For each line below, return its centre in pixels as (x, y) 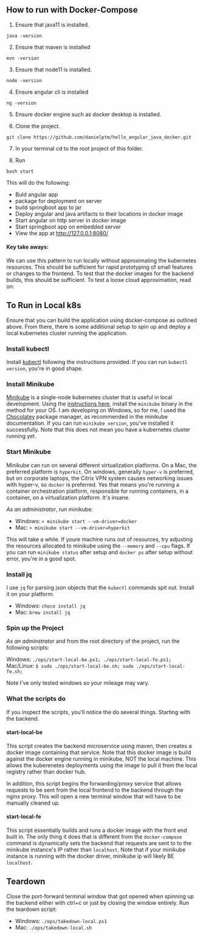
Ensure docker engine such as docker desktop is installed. (88, 114)
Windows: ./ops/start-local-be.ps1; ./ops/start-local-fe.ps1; (89, 659)
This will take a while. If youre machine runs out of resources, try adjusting (100, 539)
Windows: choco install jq (50, 606)
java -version (24, 36)
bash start (20, 171)
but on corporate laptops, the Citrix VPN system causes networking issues (100, 478)
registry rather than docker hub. (46, 772)
